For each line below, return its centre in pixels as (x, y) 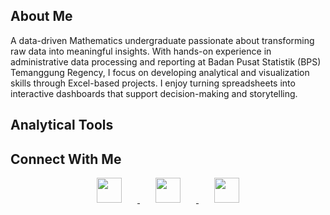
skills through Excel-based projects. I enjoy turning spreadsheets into (153, 83)
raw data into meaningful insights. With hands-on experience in (141, 51)
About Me (41, 16)
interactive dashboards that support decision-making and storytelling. (154, 93)
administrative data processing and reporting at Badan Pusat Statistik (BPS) (166, 61)
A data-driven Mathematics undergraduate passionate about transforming (162, 40)
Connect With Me (66, 159)
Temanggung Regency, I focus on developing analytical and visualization (160, 72)
